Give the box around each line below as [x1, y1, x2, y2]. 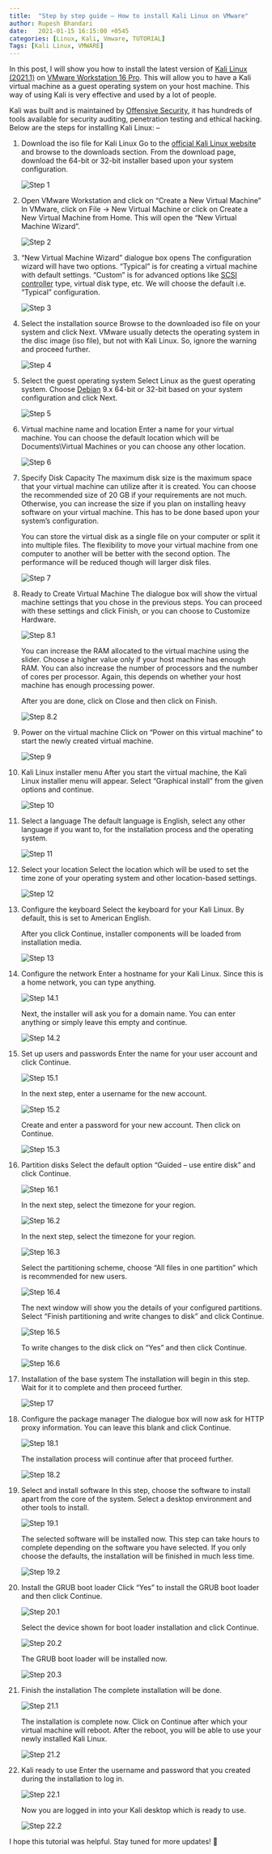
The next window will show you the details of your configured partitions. [20, 1303, 262, 1312]
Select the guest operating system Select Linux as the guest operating [20, 376, 256, 385]
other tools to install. [20, 1503, 90, 1512]
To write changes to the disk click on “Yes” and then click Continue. [20, 1343, 248, 1353]
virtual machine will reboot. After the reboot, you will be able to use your [20, 1725, 262, 1735]
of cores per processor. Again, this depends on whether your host [20, 672, 241, 682]
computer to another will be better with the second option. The [20, 549, 231, 559]
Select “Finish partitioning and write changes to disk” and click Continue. [20, 1312, 265, 1321]
